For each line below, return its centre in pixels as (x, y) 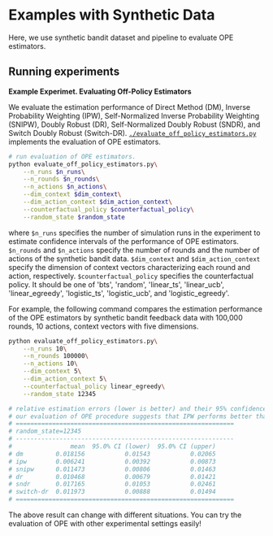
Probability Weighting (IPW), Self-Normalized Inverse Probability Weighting (134, 115)
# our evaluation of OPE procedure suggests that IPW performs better (130, 416)
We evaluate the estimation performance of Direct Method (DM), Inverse (129, 107)
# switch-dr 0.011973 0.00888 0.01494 (113, 492)
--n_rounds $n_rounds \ (61, 179)
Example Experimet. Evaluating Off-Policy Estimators (100, 91)
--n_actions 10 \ (51, 364)
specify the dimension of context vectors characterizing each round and (129, 267)
